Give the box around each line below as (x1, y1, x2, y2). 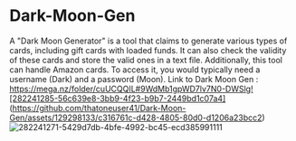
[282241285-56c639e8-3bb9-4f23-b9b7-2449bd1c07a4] (9, 92, 226, 104)
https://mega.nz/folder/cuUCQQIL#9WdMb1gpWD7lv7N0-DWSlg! (9, 83, 253, 94)
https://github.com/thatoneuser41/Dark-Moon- (12, 102, 186, 113)
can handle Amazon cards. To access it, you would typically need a (9, 64, 261, 75)
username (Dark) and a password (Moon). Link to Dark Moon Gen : (9, 73, 259, 84)
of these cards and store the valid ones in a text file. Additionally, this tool (9, 54, 283, 65)
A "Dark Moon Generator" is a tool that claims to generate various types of (9, 35, 288, 46)
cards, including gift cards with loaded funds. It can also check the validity (9, 44, 287, 55)
